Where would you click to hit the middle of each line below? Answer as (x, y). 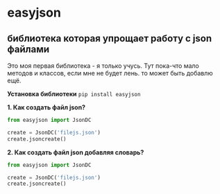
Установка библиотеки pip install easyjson (74, 94)
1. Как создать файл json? (46, 107)
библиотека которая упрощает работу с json (110, 38)
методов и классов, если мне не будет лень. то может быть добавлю (110, 73)
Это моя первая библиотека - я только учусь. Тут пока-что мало (103, 66)
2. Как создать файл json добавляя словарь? (76, 152)
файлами (28, 49)
